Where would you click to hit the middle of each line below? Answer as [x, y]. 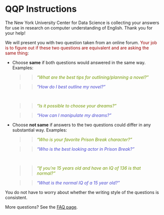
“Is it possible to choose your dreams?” [77, 106]
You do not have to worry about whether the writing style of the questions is [82, 192]
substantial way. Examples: [40, 130]
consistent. [16, 197]
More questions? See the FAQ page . [41, 207]
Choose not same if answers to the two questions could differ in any [82, 125]
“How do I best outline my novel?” [71, 86]
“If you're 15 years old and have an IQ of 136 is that [89, 168]
